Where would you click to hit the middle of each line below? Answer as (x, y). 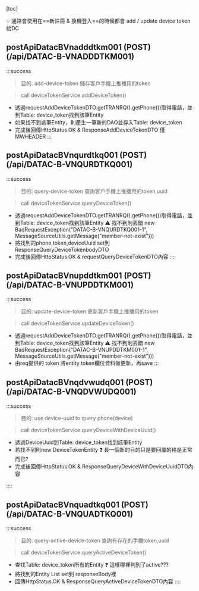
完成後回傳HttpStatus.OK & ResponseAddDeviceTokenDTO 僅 (90, 130)
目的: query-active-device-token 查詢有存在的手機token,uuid (95, 540)
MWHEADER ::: (33, 136)
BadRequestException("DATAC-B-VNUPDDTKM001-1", (81, 350)
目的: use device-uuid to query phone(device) (77, 418)
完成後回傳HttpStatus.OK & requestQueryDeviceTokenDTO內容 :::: (95, 257)
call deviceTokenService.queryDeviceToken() (76, 203)
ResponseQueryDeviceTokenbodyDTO (62, 249)
